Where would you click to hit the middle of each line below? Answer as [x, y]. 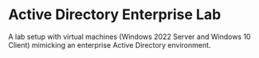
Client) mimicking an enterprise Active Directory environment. [110, 44]
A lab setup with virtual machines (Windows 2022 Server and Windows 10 [129, 37]
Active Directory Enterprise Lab [115, 15]
